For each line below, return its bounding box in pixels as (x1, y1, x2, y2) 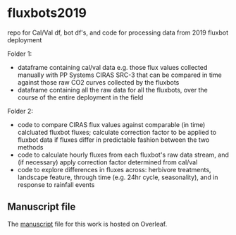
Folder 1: (7, 49, 32, 58)
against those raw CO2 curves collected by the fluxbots (17, 78, 180, 86)
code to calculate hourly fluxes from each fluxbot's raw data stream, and (17, 150, 229, 159)
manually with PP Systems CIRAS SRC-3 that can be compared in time (17, 71, 222, 79)
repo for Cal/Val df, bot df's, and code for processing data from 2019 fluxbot (7, 28, 229, 37)
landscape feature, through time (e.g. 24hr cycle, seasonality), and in (17, 173, 218, 181)
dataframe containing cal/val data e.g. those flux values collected (17, 63, 208, 71)
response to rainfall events (17, 180, 95, 188)
